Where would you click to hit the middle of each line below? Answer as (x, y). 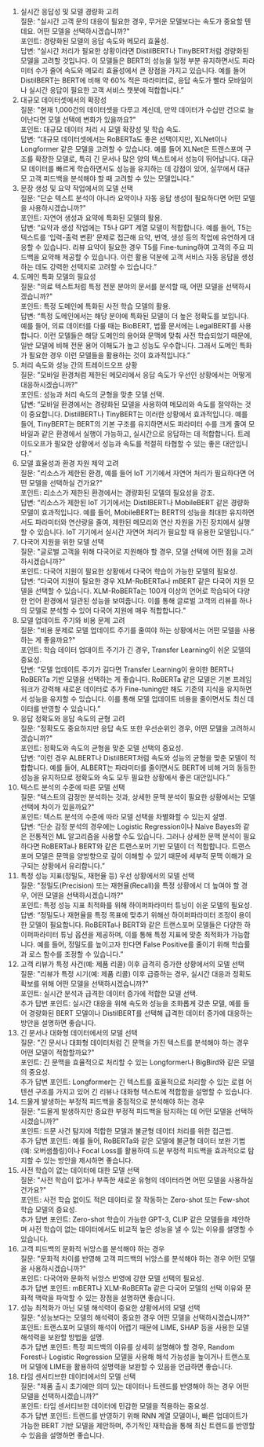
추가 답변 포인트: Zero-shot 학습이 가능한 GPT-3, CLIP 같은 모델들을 (125, 1219)
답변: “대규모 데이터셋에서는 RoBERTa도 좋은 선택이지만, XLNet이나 (124, 139)
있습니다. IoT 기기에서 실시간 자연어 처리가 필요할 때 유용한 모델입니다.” (145, 532)
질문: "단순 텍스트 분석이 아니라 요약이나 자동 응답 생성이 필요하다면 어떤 (130, 198)
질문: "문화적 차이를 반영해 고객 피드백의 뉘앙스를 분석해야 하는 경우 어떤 (130, 1258)
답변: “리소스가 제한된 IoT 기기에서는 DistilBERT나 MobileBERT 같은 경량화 (135, 502)
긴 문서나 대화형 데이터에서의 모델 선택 (79, 1033)
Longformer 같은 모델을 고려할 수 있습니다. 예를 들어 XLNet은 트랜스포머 (132, 149)
